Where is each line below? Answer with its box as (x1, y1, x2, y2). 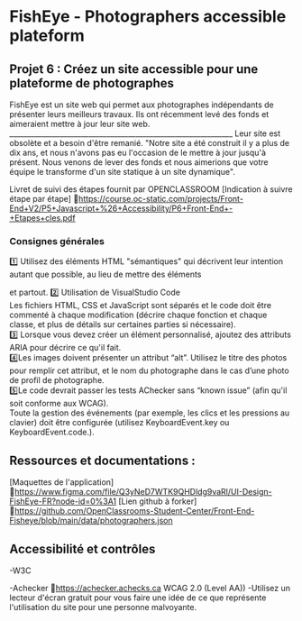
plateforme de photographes (9, 75, 174, 91)
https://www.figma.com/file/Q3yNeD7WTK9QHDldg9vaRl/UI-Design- (14, 487, 272, 498)
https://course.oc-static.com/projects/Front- (78, 194, 243, 204)
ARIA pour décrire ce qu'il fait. (9, 342, 122, 353)
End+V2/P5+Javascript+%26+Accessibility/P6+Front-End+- (9, 203, 233, 214)
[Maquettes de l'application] (9, 477, 114, 488)
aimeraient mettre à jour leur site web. (9, 119, 151, 129)
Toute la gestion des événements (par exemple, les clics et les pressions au (9, 407, 290, 418)
